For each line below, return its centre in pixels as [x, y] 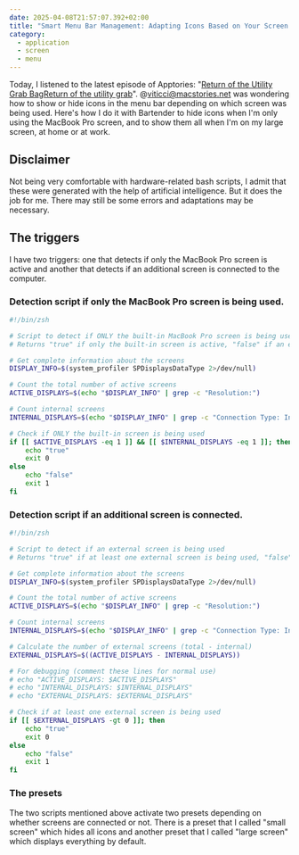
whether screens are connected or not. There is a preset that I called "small [148, 822]
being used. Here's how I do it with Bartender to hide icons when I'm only [144, 113]
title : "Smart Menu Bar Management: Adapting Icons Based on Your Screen [149, 26]
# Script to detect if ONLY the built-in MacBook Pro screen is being [143, 336]
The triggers [44, 238]
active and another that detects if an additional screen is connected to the [145, 269]
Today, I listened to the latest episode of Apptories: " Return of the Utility [141, 84]
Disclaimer [40, 160]
